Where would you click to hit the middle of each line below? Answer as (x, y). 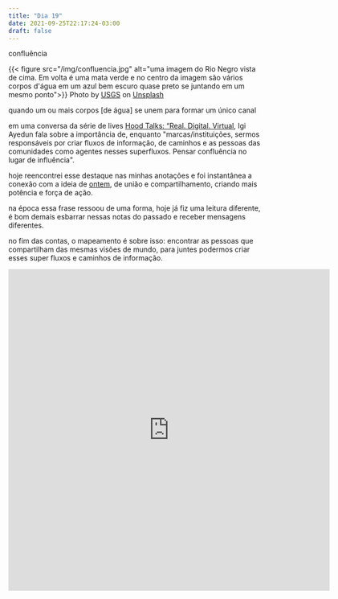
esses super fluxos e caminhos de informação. (86, 258)
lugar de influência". (41, 160)
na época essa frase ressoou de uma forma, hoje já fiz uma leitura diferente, (134, 208)
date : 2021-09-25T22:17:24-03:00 (64, 23)
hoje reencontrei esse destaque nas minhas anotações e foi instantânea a (130, 176)
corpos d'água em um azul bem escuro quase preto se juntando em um (126, 86)
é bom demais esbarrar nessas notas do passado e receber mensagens (127, 217)
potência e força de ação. (51, 193)
